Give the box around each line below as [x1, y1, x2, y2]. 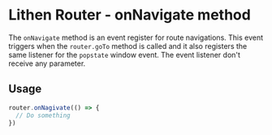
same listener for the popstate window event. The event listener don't [8, 50, 241, 59]
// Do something [15, 111, 71, 120]
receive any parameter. [8, 59, 86, 68]
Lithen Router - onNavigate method [8, 6, 252, 24]
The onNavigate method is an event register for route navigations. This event [8, 33, 264, 42]
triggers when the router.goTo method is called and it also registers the [8, 41, 248, 50]
